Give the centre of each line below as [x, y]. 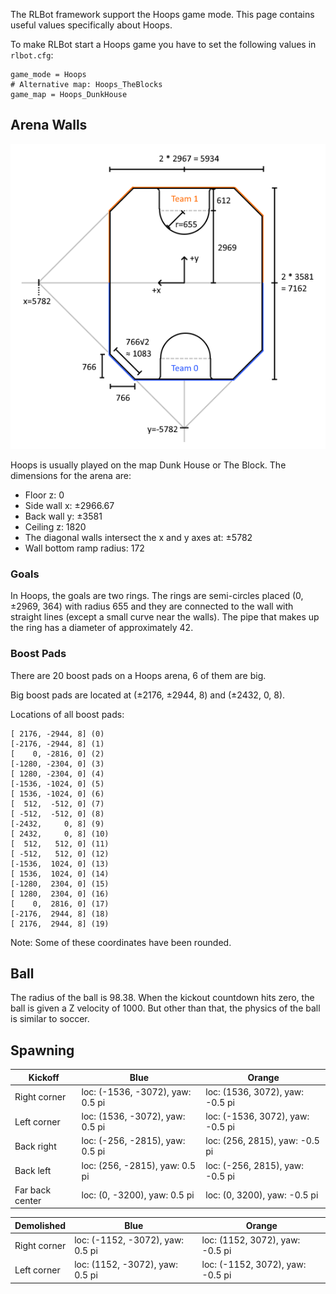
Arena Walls [49, 125]
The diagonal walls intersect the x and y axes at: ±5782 [138, 537]
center [28, 1200]
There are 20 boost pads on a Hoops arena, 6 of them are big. [138, 675]
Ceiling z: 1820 [55, 526]
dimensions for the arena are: [71, 475]
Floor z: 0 [44, 495]
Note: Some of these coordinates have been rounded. [121, 942]
